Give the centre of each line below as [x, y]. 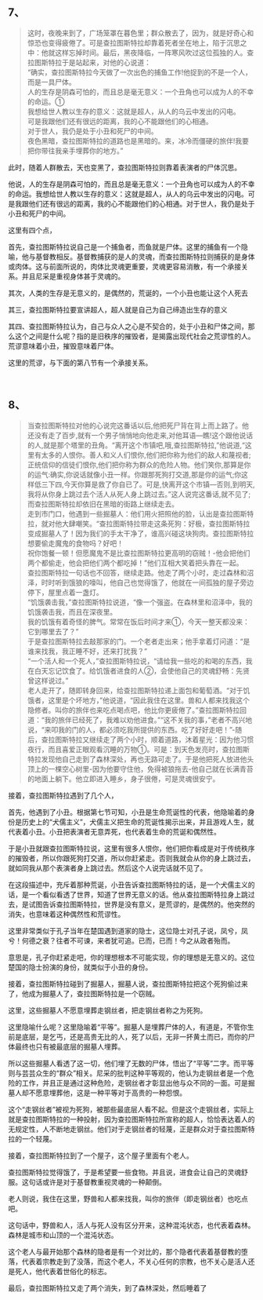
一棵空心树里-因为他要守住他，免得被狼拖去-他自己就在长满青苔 [151, 769]
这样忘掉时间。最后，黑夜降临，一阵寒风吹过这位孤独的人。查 [154, 53]
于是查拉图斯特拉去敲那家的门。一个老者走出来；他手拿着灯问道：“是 [139, 641]
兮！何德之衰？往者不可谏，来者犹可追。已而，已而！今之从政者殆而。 [121, 940]
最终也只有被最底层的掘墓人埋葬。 [70, 1046]
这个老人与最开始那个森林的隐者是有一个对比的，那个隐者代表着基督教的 [124, 1251]
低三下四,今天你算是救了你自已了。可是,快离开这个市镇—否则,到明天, [144, 484]
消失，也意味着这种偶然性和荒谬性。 [67, 914]
